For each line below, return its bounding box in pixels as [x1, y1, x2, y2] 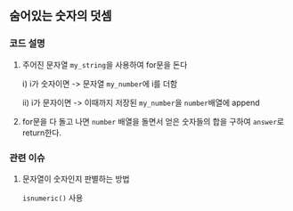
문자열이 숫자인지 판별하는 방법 [21, 173, 130, 184]
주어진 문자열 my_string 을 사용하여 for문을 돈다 [21, 59, 188, 69]
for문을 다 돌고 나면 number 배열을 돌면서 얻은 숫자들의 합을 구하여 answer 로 [21, 116, 285, 126]
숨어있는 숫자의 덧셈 [9, 8, 112, 24]
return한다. [21, 127, 62, 138]
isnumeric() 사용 [21, 192, 84, 203]
